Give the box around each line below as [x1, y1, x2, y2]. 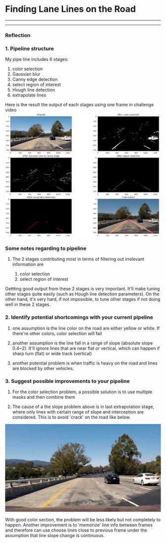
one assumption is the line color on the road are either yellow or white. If [12, 325, 160, 331]
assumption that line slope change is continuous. [5, 532, 105, 538]
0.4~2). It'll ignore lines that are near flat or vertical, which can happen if [12, 345, 160, 351]
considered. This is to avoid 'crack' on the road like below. [12, 414, 131, 420]
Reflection [5, 32, 31, 39]
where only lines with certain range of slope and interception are [12, 409, 144, 415]
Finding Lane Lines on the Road [5, 3, 136, 15]
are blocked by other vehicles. [12, 365, 74, 371]
